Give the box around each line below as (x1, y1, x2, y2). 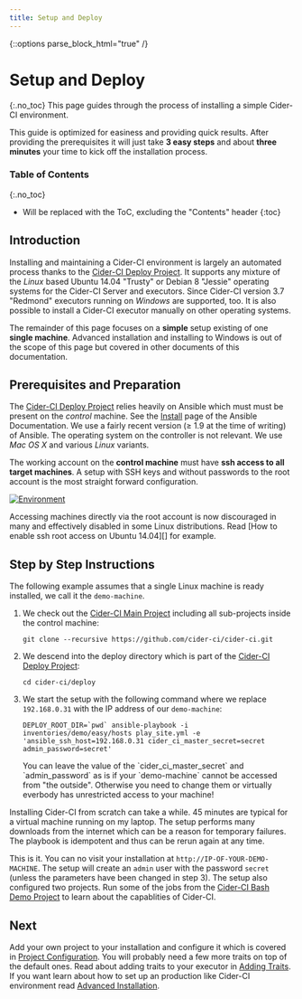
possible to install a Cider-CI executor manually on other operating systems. (9, 305, 291, 316)
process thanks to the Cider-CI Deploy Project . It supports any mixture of (9, 266, 281, 277)
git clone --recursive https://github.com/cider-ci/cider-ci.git (22, 635, 273, 645)
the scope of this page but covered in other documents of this (9, 341, 240, 353)
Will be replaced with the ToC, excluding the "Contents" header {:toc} (22, 206, 281, 217)
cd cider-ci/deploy (22, 678, 96, 687)
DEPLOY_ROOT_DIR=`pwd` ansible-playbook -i (22, 721, 189, 730)
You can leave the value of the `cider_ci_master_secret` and (22, 760, 244, 771)
